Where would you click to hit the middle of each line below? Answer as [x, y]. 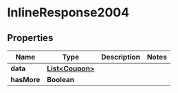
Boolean [61, 80]
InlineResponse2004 [68, 13]
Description [121, 57]
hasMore [25, 80]
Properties [30, 38]
